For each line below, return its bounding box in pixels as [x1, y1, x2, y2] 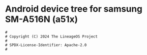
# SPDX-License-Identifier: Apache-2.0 [5, 42, 87, 47]
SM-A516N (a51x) [5, 14, 78, 25]
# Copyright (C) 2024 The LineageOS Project [5, 34, 98, 39]
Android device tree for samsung [5, 3, 143, 15]
